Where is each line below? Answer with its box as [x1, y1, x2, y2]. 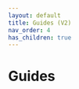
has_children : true [8, 33, 72, 42]
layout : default [8, 11, 61, 20]
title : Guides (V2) [8, 19, 72, 27]
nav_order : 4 [8, 26, 51, 34]
